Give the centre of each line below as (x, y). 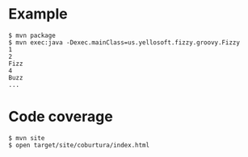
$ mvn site (27, 138)
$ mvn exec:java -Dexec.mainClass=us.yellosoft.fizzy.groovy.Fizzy (124, 42)
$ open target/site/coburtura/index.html (79, 145)
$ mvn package (32, 35)
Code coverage (61, 117)
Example (38, 14)
